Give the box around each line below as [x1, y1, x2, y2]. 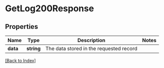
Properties [5, 23, 38, 31]
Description [77, 37, 106, 44]
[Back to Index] [5, 58, 36, 64]
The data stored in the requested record [45, 45, 137, 52]
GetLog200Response [5, 3, 94, 14]
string [26, 45, 41, 52]
